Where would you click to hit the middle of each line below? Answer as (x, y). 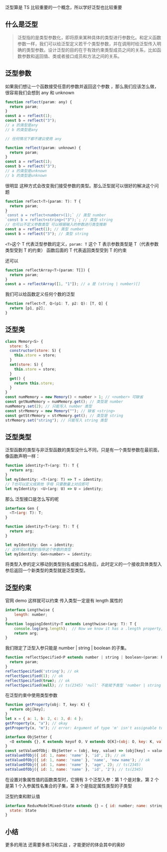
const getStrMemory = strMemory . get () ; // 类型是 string (64, 416)
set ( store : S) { (26, 365)
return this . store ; (34, 383)
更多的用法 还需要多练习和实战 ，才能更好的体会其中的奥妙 (65, 845)
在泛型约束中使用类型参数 (31, 695)
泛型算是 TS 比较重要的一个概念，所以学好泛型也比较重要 (64, 7)
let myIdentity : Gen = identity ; (40, 545)
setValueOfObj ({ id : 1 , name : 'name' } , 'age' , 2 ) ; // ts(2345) (73, 765)
